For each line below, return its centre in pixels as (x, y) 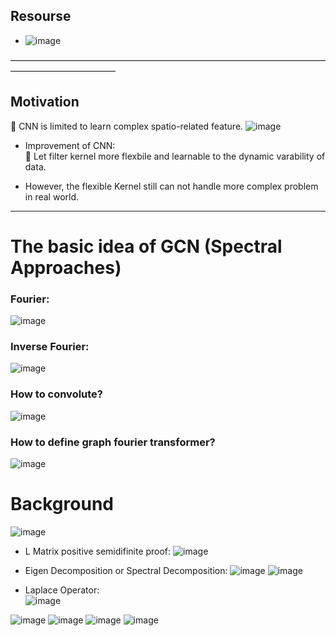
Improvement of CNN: (70, 145)
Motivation (45, 102)
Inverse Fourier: (50, 347)
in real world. (52, 196)
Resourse (41, 16)
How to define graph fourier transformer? (113, 442)
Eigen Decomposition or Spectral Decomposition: (126, 570)
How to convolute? (57, 394)
